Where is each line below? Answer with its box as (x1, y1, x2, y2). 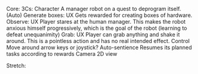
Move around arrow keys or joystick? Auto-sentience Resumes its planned (6, 44, 193, 51)
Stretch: (6, 62, 26, 69)
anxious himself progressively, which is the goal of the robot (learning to (6, 24, 187, 32)
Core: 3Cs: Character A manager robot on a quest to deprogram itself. (6, 5, 182, 12)
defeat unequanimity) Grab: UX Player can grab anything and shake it (6, 31, 180, 38)
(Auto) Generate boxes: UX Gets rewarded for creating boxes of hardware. (6, 12, 193, 19)
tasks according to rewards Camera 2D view (6, 50, 117, 57)
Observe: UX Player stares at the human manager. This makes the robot (6, 18, 186, 25)
